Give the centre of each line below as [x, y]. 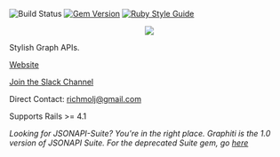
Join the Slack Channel [52, 82]
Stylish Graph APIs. [44, 47]
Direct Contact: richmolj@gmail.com [76, 99]
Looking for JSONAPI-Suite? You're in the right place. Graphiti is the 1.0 [140, 133]
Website [24, 65]
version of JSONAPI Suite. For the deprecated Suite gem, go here [129, 143]
